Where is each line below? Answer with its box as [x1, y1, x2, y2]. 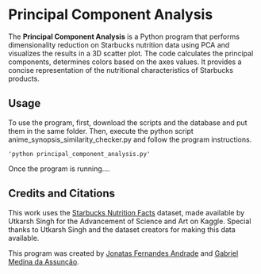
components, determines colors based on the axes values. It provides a [8, 57, 242, 67]
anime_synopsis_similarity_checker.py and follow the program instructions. [8, 135, 252, 144]
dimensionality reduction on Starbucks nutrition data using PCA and [8, 40, 230, 49]
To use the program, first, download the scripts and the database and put [8, 117, 248, 127]
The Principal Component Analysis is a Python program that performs [8, 32, 240, 41]
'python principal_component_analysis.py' [8, 150, 151, 158]
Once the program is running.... [8, 164, 111, 173]
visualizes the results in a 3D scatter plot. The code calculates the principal [8, 48, 254, 58]
